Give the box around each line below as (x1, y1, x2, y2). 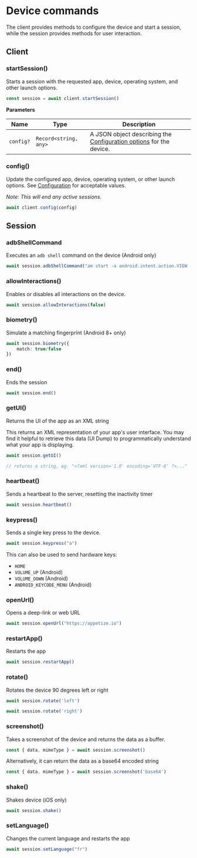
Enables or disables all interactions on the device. (6, 290, 126, 297)
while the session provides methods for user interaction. (6, 29, 142, 36)
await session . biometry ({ (6, 340, 69, 346)
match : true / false (16, 346, 62, 352)
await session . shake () (6, 807, 62, 813)
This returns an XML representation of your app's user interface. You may (6, 428, 185, 435)
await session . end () (6, 390, 57, 396)
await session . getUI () (6, 453, 62, 458)
